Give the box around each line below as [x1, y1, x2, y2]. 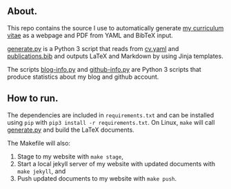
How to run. [7, 92, 59, 104]
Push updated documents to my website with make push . [17, 174, 177, 182]
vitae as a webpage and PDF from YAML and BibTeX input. [7, 31, 174, 39]
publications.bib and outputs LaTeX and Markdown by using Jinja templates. [7, 52, 224, 60]
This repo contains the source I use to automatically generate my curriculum [7, 23, 224, 32]
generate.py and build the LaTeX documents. [7, 126, 134, 134]
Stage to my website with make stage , [17, 152, 124, 161]
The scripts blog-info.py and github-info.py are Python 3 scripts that [7, 65, 201, 73]
